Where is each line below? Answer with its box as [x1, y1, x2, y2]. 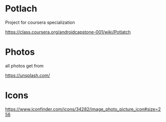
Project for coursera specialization [5, 19, 75, 25]
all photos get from [5, 62, 44, 68]
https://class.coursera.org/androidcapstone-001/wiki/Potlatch [5, 29, 131, 35]
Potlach [5, 3, 38, 14]
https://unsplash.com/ [5, 72, 50, 78]
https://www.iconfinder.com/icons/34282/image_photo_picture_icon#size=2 [5, 106, 161, 112]
